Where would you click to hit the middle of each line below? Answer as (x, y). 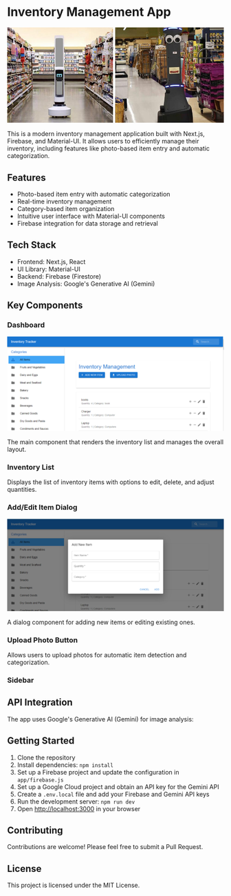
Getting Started (41, 741)
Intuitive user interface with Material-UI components (91, 216)
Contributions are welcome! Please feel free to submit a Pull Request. (105, 847)
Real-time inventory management (64, 201)
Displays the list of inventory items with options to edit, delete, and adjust (111, 482)
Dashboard (26, 325)
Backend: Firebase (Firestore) (59, 276)
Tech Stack (32, 245)
